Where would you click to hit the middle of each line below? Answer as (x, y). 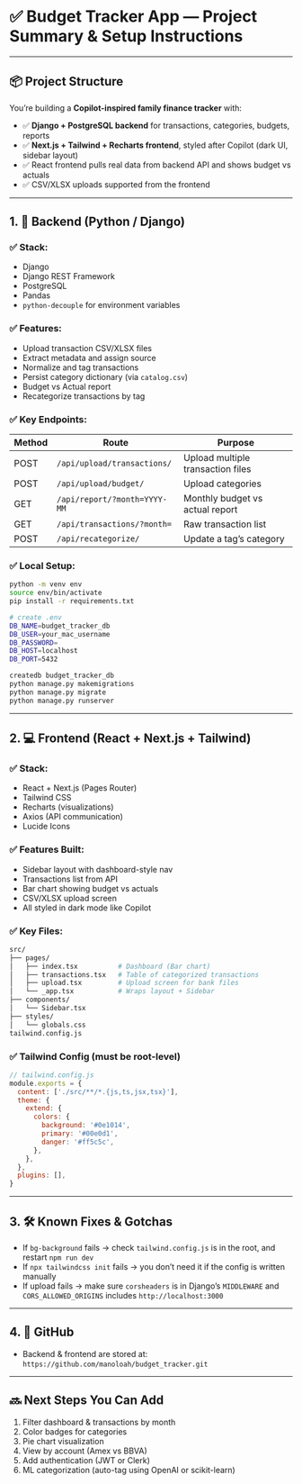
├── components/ (40, 1000)
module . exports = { (46, 1083)
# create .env (36, 617)
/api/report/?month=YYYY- (112, 500)
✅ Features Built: (47, 850)
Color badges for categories (75, 1431)
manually (39, 1276)
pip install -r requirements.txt (72, 602)
